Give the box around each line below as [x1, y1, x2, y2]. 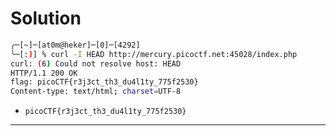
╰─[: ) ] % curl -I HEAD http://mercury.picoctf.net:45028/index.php [10, 49, 298, 59]
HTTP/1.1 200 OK [10, 68, 78, 78]
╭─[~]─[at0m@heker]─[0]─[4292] [10, 40, 141, 50]
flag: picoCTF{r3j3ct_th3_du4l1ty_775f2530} [10, 77, 199, 87]
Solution [10, 7, 82, 30]
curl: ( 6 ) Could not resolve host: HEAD [10, 58, 182, 69]
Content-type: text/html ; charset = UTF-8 [10, 87, 182, 97]
